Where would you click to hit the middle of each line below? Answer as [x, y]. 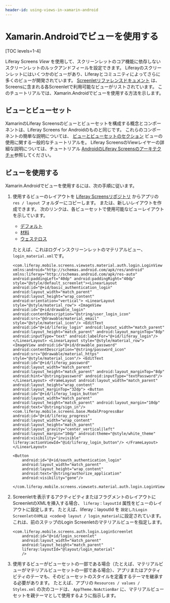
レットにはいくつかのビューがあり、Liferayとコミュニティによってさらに [85, 74]
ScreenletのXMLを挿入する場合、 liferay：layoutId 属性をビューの [83, 503]
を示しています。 [30, 216]
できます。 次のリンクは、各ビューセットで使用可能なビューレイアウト [91, 209]
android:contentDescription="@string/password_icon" [69, 350]
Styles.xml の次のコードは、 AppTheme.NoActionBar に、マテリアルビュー [88, 589]
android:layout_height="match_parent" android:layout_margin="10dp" [86, 403]
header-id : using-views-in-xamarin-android [52, 10]
